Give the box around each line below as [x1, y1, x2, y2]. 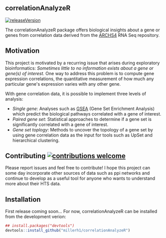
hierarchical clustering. [12, 137, 60, 143]
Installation [5, 195, 41, 204]
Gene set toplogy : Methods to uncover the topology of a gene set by [12, 126, 154, 132]
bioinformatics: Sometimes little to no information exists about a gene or [5, 65, 154, 71]
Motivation [5, 47, 40, 55]
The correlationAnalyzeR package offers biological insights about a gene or [5, 27, 161, 33]
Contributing [5, 152, 46, 160]
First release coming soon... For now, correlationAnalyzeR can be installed [5, 209, 158, 215]
